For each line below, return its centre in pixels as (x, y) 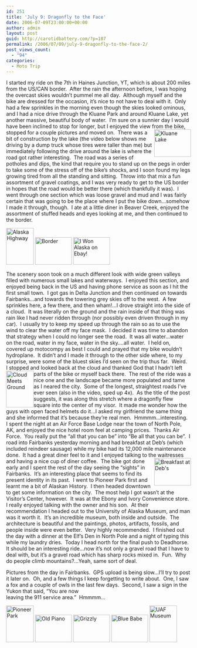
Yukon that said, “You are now (43, 591)
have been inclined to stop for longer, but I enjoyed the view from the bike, (96, 126)
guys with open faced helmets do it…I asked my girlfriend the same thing (94, 411)
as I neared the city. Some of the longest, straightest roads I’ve (110, 387)
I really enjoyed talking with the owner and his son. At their (77, 505)
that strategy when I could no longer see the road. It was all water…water (95, 337)
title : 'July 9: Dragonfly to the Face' (56, 17)
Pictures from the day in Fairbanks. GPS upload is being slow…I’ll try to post (98, 572)
